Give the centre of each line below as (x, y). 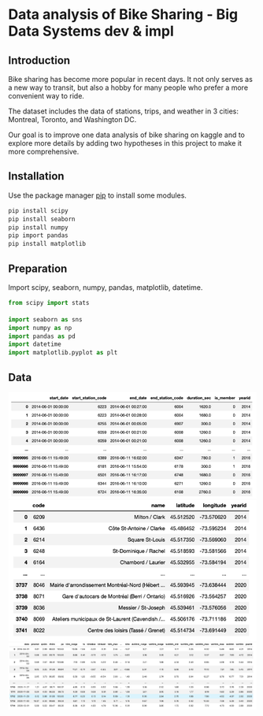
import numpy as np (40, 328)
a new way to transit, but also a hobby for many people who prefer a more (128, 87)
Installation (36, 176)
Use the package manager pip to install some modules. (98, 195)
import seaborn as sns (45, 319)
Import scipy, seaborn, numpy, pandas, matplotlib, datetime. (106, 288)
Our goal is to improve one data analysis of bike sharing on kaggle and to (127, 135)
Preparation (38, 268)
